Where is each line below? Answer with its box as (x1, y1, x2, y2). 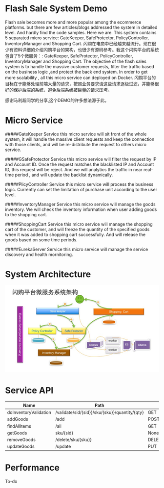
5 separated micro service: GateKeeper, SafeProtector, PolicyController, (5, 35, 149, 41)
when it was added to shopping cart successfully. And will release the (5, 231, 145, 237)
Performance (5, 462, 60, 473)
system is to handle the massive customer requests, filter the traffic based (5, 63, 155, 69)
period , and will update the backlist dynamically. (15, 172, 113, 178)
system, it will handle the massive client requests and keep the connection (5, 136, 155, 142)
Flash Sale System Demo (5, 3, 107, 14)
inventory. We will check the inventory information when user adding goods (5, 206, 157, 212)
